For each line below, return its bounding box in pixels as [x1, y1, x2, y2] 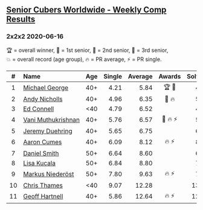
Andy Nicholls [23, 95, 63, 103]
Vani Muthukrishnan [23, 116, 80, 124]
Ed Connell [23, 104, 54, 113]
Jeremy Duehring [23, 127, 72, 135]
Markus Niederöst [23, 170, 74, 179]
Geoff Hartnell [23, 192, 63, 201]
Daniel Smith [23, 149, 59, 157]
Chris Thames [23, 181, 63, 189]
